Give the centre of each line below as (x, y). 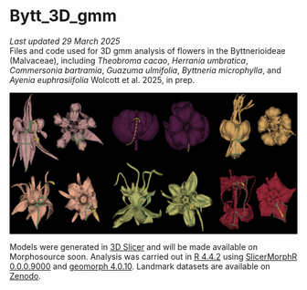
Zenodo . (25, 275)
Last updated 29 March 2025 (65, 41)
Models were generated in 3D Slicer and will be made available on (134, 246)
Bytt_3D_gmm (63, 16)
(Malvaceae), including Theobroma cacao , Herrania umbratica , (129, 60)
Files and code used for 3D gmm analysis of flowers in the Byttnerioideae (148, 50)
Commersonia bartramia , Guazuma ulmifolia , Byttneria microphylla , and (145, 70)
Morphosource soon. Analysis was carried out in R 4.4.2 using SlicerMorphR (153, 256)
